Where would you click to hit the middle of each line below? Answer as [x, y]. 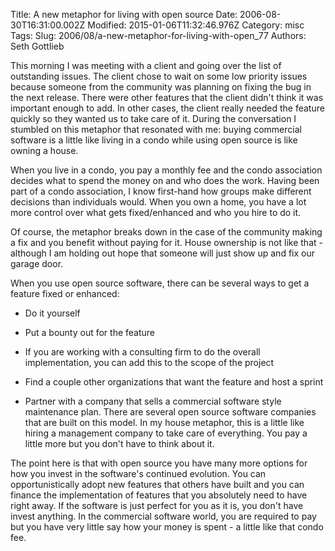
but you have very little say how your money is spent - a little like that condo [167, 527]
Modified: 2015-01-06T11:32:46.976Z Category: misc [196, 25]
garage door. [37, 263]
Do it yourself [52, 313]
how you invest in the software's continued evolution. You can [138, 473]
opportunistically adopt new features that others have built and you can [157, 484]
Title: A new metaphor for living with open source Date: [124, 14]
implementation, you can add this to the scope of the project [149, 362]
